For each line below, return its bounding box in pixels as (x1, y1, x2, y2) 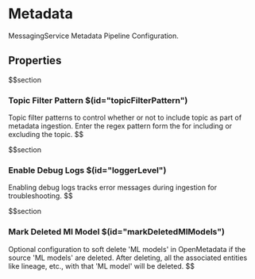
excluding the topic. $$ (8, 130, 84, 139)
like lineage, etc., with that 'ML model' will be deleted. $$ (8, 261, 195, 270)
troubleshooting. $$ (8, 191, 73, 201)
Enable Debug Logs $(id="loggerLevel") (8, 164, 167, 175)
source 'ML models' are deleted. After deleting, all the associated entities (8, 253, 248, 262)
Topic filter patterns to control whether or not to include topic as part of (8, 113, 242, 123)
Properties (8, 54, 62, 67)
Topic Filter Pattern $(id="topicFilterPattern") (8, 94, 188, 105)
